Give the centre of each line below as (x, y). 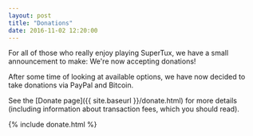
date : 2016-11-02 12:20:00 (53, 30)
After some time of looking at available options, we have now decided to (127, 77)
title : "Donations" (41, 23)
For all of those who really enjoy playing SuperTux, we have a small (119, 53)
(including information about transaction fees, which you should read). (124, 109)
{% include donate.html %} (53, 125)
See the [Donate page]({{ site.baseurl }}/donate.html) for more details (123, 101)
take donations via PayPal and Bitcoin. (71, 85)
